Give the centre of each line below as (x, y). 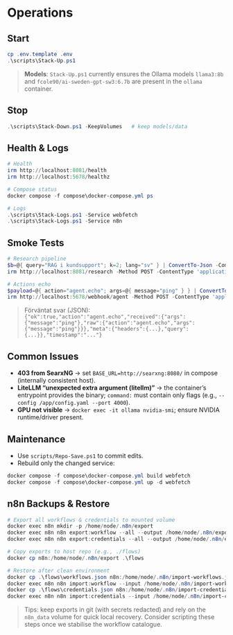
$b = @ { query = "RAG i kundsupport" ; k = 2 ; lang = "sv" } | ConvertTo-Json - (113, 265)
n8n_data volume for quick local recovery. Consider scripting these (119, 617)
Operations (40, 13)
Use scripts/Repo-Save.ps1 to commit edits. (80, 455)
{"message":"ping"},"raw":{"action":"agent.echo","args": (110, 323)
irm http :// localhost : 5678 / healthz (59, 177)
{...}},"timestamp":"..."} (63, 335)
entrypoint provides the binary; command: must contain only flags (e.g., (117, 395)
